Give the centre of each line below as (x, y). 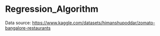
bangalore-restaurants (28, 28)
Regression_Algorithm (52, 9)
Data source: (18, 23)
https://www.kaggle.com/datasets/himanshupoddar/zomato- (94, 23)
